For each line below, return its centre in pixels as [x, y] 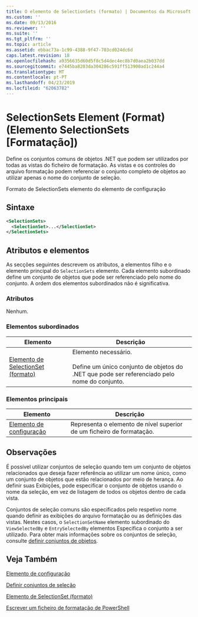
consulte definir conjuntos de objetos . [52, 540]
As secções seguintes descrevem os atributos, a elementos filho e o [89, 265]
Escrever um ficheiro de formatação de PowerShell [68, 608]
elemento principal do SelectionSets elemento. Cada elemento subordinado [98, 271]
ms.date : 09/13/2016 [32, 22]
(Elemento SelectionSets [68, 130]
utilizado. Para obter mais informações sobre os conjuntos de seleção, [92, 534]
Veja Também [32, 560]
